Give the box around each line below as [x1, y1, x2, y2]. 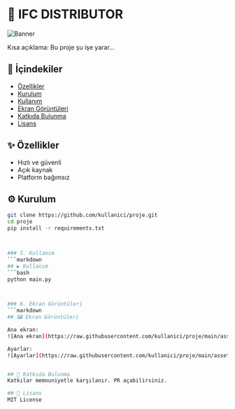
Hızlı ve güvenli [17, 158, 62, 167]
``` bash [7, 269, 30, 276]
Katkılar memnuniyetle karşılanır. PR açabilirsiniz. [7, 377, 168, 384]
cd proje [7, 219, 33, 226]
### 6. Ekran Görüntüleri [7, 300, 83, 307]
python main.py [7, 276, 52, 283]
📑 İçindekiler [7, 63, 63, 76]
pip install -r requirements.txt [7, 225, 105, 232]
